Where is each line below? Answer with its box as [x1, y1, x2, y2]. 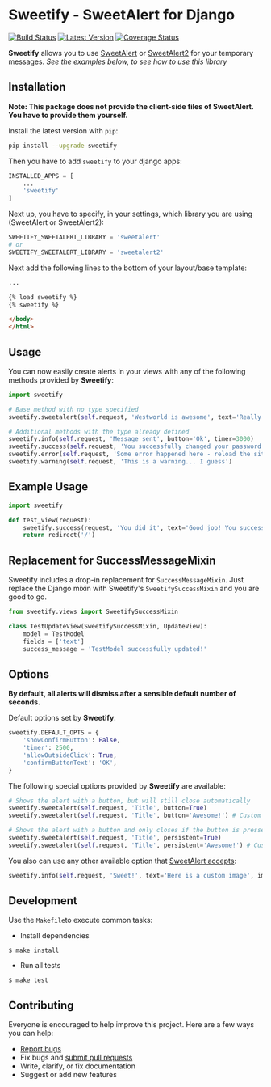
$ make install [8, 946, 60, 955]
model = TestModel [23, 629, 85, 638]
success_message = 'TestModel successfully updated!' [23, 645, 207, 653]
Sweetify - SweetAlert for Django [8, 6, 236, 24]
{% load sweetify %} [8, 293, 78, 301]
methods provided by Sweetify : [8, 374, 115, 385]
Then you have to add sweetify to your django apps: [8, 156, 183, 166]
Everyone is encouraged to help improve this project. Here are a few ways [8, 1020, 255, 1030]
